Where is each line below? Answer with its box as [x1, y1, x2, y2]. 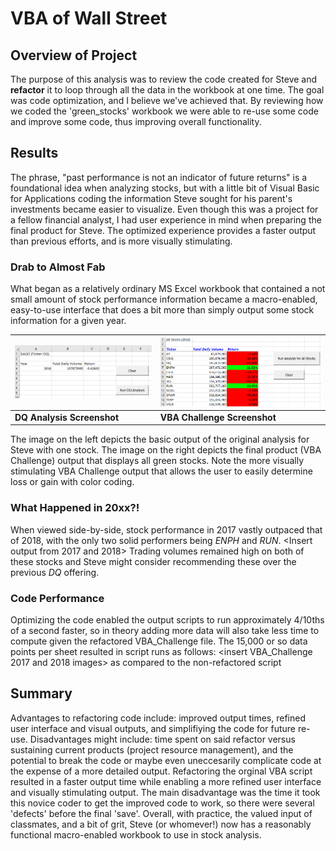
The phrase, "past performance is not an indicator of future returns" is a [10, 171, 308, 183]
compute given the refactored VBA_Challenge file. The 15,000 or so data [10, 635, 308, 647]
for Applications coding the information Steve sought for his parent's [10, 192, 293, 204]
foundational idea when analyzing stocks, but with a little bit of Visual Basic [10, 182, 320, 194]
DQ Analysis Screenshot [14, 411, 120, 423]
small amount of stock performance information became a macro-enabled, [10, 293, 318, 306]
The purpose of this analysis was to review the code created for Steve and [10, 73, 318, 85]
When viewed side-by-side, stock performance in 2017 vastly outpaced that [10, 523, 323, 536]
